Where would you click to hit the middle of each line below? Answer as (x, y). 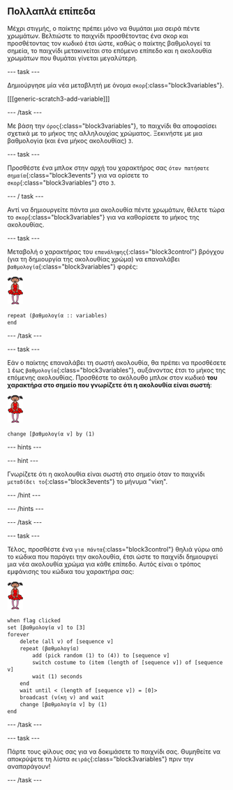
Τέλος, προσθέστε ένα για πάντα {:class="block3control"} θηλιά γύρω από (115, 549)
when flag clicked (34, 620)
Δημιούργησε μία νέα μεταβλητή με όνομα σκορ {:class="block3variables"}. (116, 85)
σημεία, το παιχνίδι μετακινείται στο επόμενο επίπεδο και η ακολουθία (110, 50)
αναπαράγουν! (29, 766)
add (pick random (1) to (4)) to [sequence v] (101, 655)
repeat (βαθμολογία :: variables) (58, 315)
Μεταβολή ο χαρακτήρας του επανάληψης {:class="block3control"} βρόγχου (116, 252)
